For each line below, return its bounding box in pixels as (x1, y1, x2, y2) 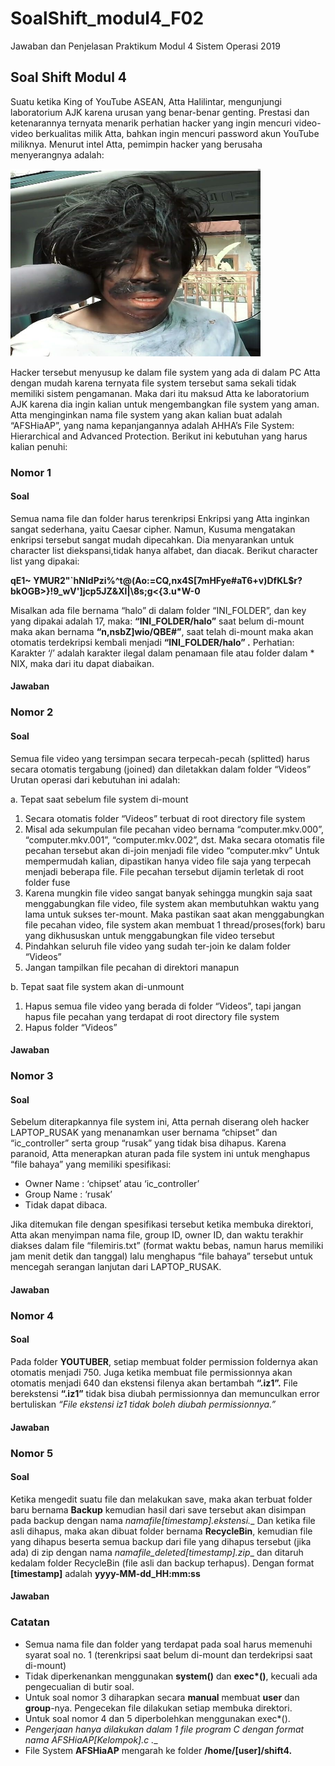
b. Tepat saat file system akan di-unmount (10, 980, 185, 992)
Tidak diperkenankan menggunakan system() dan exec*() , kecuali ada (24, 1670, 318, 1682)
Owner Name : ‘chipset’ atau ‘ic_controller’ (24, 1178, 200, 1190)
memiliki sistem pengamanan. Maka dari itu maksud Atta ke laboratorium (10, 387, 310, 399)
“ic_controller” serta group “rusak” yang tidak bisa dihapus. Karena (10, 1137, 287, 1149)
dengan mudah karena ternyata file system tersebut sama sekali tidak (10, 377, 297, 389)
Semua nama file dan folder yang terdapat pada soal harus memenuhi (24, 1638, 313, 1650)
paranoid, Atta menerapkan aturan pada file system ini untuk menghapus (10, 1148, 311, 1160)
